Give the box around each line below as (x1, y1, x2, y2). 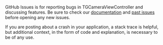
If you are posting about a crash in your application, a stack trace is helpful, (5, 24, 159, 30)
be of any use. (5, 34, 35, 40)
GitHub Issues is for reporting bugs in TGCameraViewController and (5, 4, 143, 10)
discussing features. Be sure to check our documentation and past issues (5, 9, 155, 15)
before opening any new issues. (5, 15, 70, 20)
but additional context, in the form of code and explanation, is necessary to (5, 29, 158, 35)
